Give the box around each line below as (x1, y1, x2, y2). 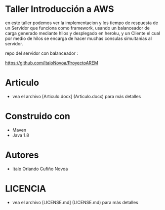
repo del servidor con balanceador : (5, 50, 78, 56)
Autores (5, 149, 39, 161)
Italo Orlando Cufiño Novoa (12, 166, 68, 172)
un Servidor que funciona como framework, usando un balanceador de (5, 25, 150, 31)
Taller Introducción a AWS (5, 3, 115, 15)
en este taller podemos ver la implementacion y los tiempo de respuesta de (5, 20, 159, 26)
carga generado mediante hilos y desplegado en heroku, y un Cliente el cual (5, 30, 161, 36)
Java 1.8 (12, 132, 30, 138)
